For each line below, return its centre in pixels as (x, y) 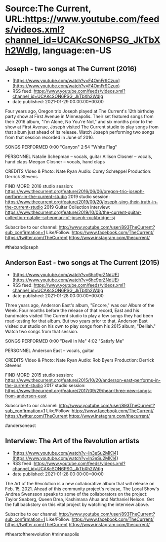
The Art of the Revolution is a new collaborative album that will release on (80, 483)
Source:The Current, (48, 9)
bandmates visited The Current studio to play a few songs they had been (79, 315)
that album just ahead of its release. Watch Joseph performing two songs (80, 132)
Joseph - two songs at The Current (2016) (71, 69)
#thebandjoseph (22, 247)
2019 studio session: (89, 196)
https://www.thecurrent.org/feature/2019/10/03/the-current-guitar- (73, 212)
